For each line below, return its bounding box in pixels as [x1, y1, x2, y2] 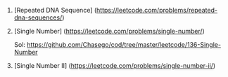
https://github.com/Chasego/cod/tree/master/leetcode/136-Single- [27, 41, 222, 48]
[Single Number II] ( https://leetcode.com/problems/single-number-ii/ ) [13, 62, 216, 69]
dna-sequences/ [13, 13, 63, 22]
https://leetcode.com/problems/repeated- [96, 6, 218, 14]
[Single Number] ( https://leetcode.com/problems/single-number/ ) [13, 27, 205, 35]
